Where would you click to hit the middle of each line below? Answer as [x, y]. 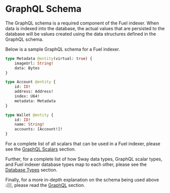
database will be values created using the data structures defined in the [81, 34]
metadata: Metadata [35, 101]
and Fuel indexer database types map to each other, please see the [76, 164]
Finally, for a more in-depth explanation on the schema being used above [82, 180]
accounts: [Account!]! [39, 129]
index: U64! [27, 96]
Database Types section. [31, 170]
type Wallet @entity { [29, 115]
